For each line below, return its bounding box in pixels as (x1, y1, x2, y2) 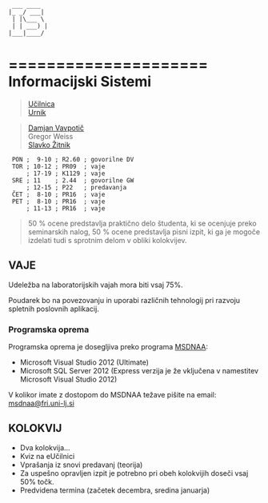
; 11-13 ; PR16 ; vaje (26, 204, 106, 213)
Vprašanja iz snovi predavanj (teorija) (19, 460, 143, 469)
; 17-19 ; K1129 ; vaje (26, 170, 106, 178)
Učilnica (27, 98, 55, 109)
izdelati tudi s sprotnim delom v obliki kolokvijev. (27, 235, 187, 245)
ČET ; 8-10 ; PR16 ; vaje (11, 190, 106, 198)
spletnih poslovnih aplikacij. (8, 304, 100, 313)
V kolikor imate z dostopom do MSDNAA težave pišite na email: (8, 390, 217, 400)
